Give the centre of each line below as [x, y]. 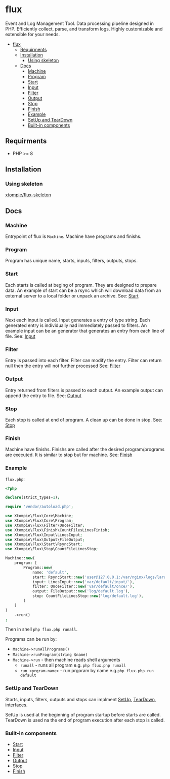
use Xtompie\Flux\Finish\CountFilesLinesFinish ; [57, 530]
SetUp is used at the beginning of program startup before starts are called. [83, 714]
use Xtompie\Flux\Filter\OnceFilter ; [45, 525]
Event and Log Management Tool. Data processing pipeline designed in [80, 23]
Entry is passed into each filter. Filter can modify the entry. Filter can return [83, 361]
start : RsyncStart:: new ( [58, 577]
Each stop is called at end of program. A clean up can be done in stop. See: [84, 420]
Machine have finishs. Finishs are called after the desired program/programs [85, 450]
